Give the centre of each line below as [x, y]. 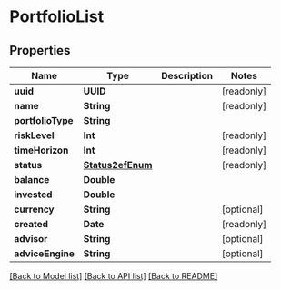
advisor [31, 239]
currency [34, 209]
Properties [40, 50]
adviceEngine [45, 254]
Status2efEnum [118, 165]
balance [32, 180]
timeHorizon [41, 150]
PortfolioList [57, 17]
